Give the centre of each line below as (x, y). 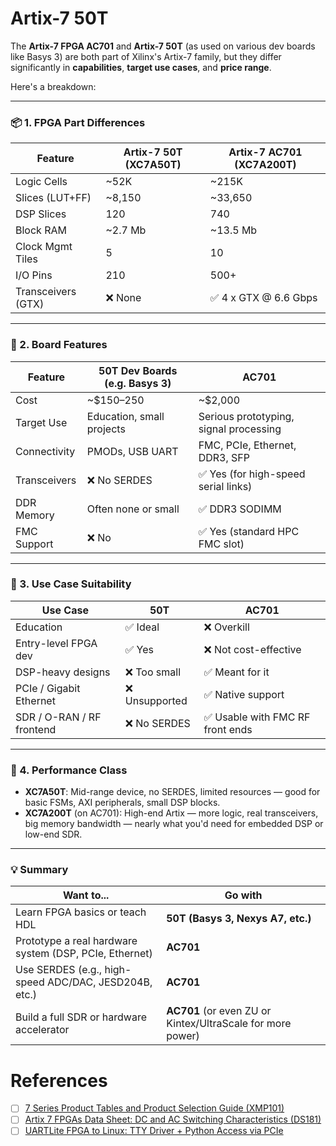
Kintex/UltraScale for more (229, 1024)
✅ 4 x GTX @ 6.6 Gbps (263, 298)
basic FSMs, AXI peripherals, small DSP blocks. (122, 803)
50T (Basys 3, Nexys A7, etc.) (239, 919)
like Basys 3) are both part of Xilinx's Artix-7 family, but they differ (146, 56)
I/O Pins (34, 275)
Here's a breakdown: (53, 86)
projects (106, 429)
